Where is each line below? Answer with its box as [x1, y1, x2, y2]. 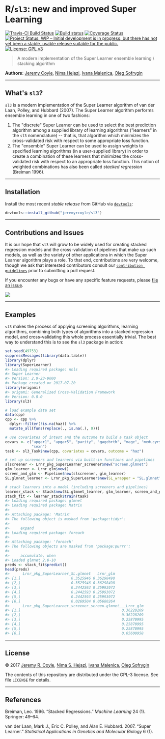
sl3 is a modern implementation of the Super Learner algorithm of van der [5, 102, 155, 108]
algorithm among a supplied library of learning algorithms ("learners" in [12, 127, 157, 133]
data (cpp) [5, 412, 26, 417]
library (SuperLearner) [5, 362, 52, 367]
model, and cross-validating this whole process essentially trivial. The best [5, 334, 156, 340]
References [5, 695, 41, 704]
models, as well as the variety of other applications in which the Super [5, 252, 147, 258]
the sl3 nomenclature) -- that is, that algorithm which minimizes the [12, 132, 149, 138]
